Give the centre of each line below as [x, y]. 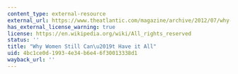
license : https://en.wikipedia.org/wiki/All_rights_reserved [100, 33]
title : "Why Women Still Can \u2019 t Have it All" [82, 47]
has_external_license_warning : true [61, 27]
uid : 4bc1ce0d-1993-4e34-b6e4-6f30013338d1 [73, 54]
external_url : [28, 20]
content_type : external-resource [57, 14]
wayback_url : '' [31, 60]
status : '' [23, 40]
